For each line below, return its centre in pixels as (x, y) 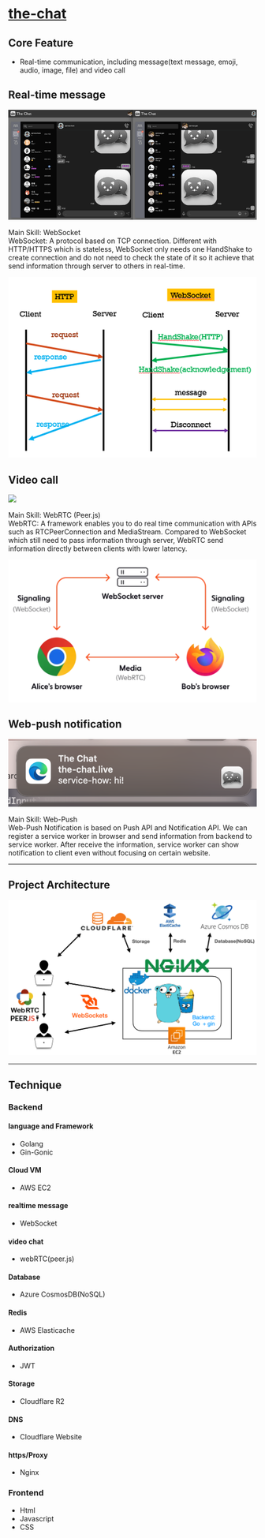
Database (24, 1277)
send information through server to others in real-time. (97, 266)
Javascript (37, 1518)
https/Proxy (28, 1455)
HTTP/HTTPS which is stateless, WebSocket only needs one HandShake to (130, 249)
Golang (31, 1143)
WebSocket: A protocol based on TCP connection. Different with (112, 241)
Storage (22, 1384)
